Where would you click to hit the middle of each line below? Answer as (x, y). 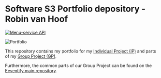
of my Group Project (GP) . (31, 56)
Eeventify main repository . (31, 70)
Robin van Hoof (37, 19)
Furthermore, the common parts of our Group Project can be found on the (79, 65)
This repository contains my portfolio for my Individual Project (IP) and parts (80, 51)
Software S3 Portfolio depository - (75, 9)
